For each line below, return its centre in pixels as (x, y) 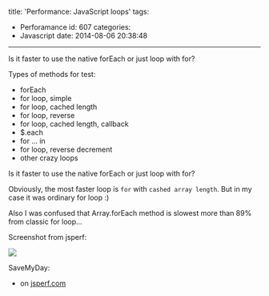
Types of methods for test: (52, 74)
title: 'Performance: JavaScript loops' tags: (79, 12)
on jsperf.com (43, 283)
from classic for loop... (45, 221)
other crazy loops (49, 158)
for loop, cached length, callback (74, 124)
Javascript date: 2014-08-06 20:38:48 (84, 36)
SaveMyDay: (29, 268)
